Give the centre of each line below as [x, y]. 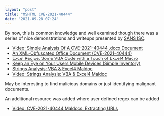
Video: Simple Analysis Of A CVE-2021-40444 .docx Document [78, 48]
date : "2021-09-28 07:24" [32, 19]
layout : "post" [21, 10]
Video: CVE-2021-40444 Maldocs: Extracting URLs [65, 108]
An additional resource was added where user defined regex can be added [82, 99]
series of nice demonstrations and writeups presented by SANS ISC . [75, 38]
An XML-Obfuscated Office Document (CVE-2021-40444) [72, 53]
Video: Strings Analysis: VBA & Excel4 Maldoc [60, 74]
